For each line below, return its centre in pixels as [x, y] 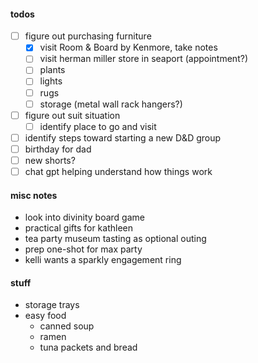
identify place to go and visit [98, 126]
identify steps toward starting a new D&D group [123, 137]
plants [52, 70]
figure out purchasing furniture [88, 36]
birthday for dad [58, 149]
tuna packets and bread [88, 347]
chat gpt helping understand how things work [118, 171]
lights [51, 81]
